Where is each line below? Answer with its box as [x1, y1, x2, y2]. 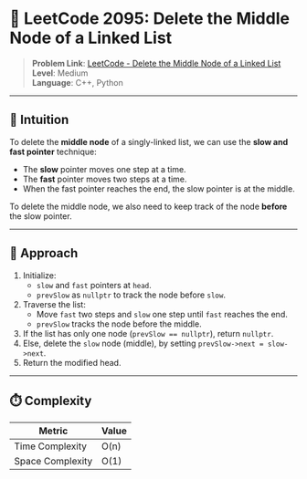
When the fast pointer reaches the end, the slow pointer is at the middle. [22, 182, 295, 194]
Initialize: [22, 269, 57, 281]
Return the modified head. [22, 357, 122, 368]
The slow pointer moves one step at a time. [22, 163, 186, 174]
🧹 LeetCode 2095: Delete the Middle [9, 8, 291, 29]
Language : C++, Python [31, 77, 123, 88]
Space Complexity [14, 455, 93, 468]
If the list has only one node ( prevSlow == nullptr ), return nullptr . [22, 328, 274, 338]
